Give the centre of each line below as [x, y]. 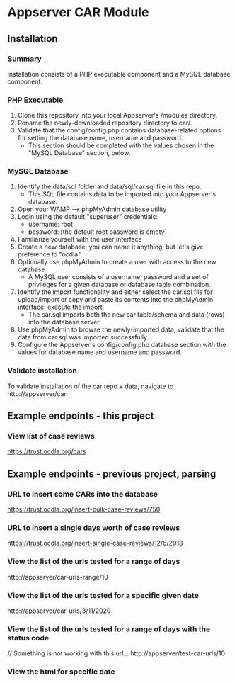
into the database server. [64, 322]
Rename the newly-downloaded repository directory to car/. [105, 123]
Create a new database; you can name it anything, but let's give [110, 247]
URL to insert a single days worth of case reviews [94, 528]
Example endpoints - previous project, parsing [112, 474]
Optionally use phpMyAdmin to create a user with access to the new [117, 262]
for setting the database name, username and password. [100, 138]
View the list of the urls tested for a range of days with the [109, 629]
